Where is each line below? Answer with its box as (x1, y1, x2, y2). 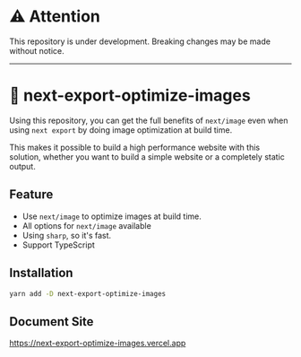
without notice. (9, 45, 64, 56)
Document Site (9, 314, 94, 329)
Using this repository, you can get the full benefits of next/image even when (9, 115, 288, 126)
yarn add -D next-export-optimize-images (9, 289, 167, 298)
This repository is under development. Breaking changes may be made (9, 36, 271, 47)
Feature (9, 187, 54, 203)
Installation (9, 266, 73, 281)
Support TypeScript (21, 239, 96, 250)
